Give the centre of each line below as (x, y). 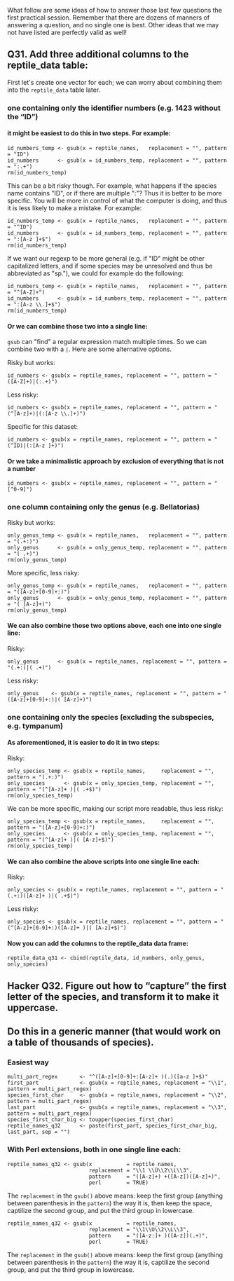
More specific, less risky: (43, 573)
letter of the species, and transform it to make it (113, 997)
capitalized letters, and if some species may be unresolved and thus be (110, 266)
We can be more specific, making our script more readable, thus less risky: (116, 808)
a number (22, 468)
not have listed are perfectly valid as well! (67, 32)
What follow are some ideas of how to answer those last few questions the (115, 10)
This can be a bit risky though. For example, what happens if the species (112, 186)
